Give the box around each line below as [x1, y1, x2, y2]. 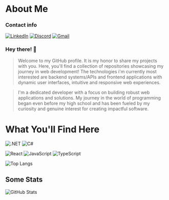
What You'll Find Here [5, 124, 100, 135]
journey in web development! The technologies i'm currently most [17, 68, 157, 74]
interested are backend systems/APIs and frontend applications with [17, 74, 162, 80]
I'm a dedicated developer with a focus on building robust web [17, 89, 150, 95]
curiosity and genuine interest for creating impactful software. [17, 106, 149, 112]
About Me [5, 3, 48, 15]
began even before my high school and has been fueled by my [17, 100, 150, 106]
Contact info [5, 22, 37, 29]
